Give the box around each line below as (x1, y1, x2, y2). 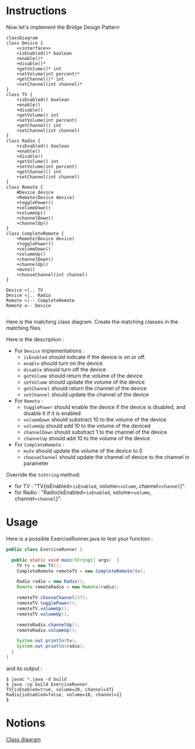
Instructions (6, 4, 67, 18)
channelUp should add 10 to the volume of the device (23, 434, 150, 442)
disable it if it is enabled (23, 410, 81, 417)
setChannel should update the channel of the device (23, 391, 149, 398)
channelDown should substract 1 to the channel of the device (23, 428, 167, 435)
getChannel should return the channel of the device (23, 384, 147, 392)
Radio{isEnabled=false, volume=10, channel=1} (6, 691, 122, 698)
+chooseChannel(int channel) (16, 272, 88, 278)
